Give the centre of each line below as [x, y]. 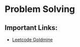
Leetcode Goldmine [32, 39]
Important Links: [31, 28]
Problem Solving [40, 9]
